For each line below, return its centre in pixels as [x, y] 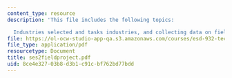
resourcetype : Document [41, 51]
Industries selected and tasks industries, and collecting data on [113, 32]
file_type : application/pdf [48, 45]
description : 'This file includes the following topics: [91, 20]
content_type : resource [41, 13]
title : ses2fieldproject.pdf [49, 58]
